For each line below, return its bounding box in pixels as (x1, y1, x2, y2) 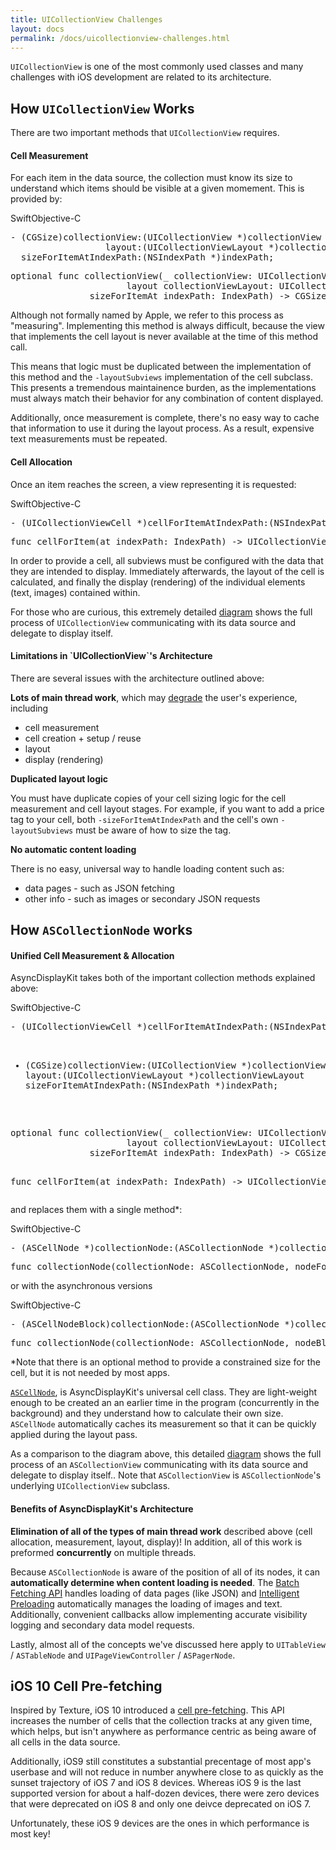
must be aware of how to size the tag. (75, 824, 232, 836)
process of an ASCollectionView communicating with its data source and (10, 1459, 309, 1471)
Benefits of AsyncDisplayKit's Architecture (10, 1502, 194, 1515)
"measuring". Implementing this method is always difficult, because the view (10, 320, 325, 332)
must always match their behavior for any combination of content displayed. (10, 392, 324, 405)
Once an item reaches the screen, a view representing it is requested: (10, 478, 297, 490)
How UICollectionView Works (10, 100, 195, 117)
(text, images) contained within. (10, 586, 141, 598)
